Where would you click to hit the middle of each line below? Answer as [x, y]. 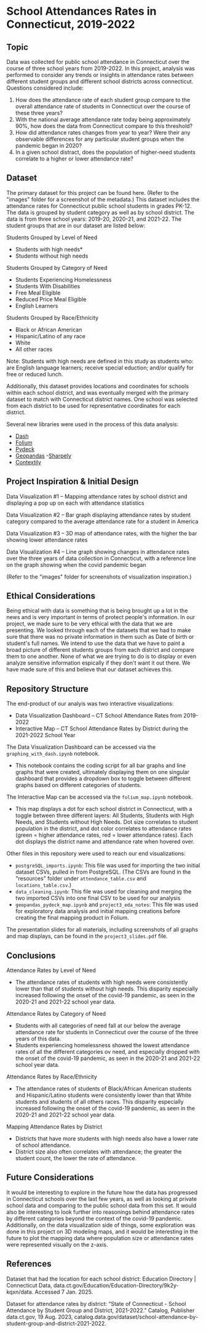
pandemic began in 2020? [48, 145]
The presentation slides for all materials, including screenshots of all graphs [102, 930]
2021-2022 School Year [45, 735]
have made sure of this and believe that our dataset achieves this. [90, 670]
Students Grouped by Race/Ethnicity [53, 317]
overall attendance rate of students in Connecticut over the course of [103, 106]
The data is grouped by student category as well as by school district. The [101, 212]
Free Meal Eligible [38, 293]
